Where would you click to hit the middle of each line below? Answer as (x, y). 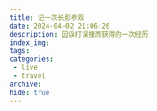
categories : (31, 59)
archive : (26, 84)
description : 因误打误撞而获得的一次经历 (79, 34)
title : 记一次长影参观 (47, 17)
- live (26, 68)
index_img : (30, 43)
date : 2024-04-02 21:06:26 (60, 26)
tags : (19, 51)
